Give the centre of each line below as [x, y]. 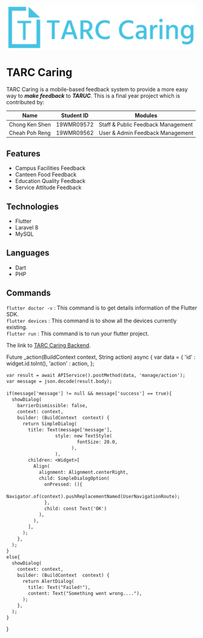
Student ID [75, 116]
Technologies [33, 206]
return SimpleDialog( [50, 424]
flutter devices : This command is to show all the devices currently [92, 321]
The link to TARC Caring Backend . [48, 345]
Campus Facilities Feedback [50, 168]
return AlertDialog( [48, 581]
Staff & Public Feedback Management [146, 124]
